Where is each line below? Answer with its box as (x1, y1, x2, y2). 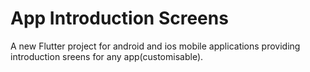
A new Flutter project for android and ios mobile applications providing (10, 40, 301, 52)
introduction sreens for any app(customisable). (10, 50, 204, 62)
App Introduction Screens (10, 7, 229, 30)
